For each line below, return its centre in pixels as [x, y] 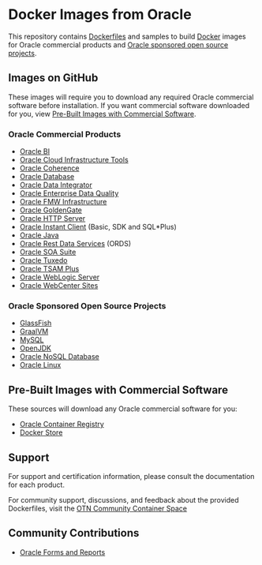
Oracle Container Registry [62, 425]
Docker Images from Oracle [100, 15]
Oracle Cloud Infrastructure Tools [74, 160]
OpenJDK [36, 348]
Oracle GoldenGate [51, 210]
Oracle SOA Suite [48, 252]
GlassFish [36, 323]
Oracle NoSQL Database [60, 357]
